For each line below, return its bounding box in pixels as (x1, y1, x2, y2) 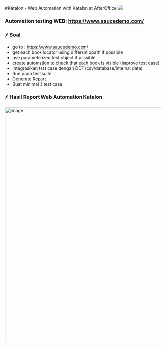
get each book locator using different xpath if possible (12, 49, 123, 55)
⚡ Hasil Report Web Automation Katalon (5, 94, 103, 101)
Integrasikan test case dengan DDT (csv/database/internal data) (12, 65, 143, 71)
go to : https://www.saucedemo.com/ (12, 44, 89, 50)
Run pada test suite (12, 71, 52, 77)
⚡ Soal (5, 31, 21, 38)
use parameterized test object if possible (12, 55, 96, 61)
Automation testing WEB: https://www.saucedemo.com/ (5, 17, 144, 24)
